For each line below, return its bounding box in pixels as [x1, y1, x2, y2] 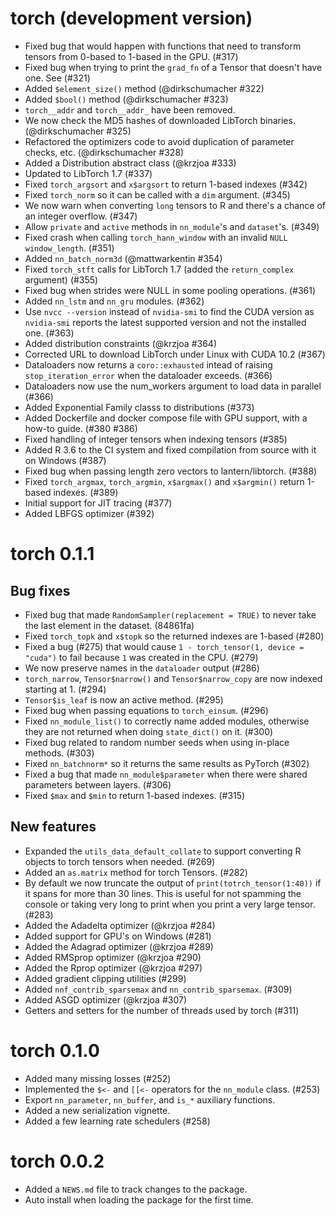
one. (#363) [24, 327, 75, 339]
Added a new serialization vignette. [24, 1104, 171, 1116]
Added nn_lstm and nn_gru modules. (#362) [24, 295, 205, 307]
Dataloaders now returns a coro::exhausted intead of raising [24, 358, 273, 371]
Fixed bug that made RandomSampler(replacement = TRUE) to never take [24, 608, 317, 621]
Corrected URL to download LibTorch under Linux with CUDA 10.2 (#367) [24, 348, 326, 360]
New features [10, 818, 97, 836]
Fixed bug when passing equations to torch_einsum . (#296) [24, 704, 269, 716]
